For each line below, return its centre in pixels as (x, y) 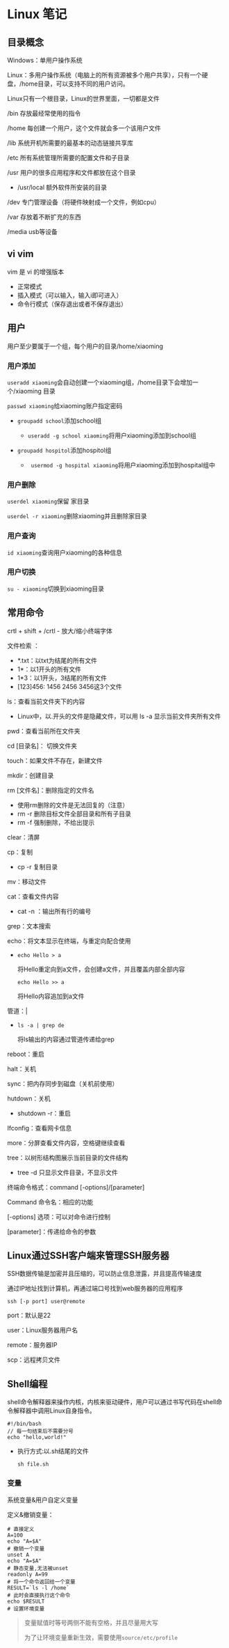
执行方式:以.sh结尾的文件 (53, 1451)
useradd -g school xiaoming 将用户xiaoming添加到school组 (112, 435)
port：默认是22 (29, 1315)
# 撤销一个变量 (26, 1548)
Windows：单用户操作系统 (45, 60)
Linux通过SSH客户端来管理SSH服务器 (88, 1256)
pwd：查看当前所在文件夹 (44, 731)
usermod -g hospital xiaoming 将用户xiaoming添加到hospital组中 (123, 465)
